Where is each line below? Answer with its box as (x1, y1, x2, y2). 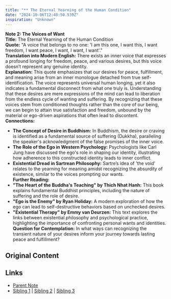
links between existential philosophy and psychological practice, (12, 215, 149, 221)
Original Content (5, 251, 59, 260)
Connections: (5, 118, 35, 124)
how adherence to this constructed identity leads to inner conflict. (12, 155, 152, 161)
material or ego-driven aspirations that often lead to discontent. (5, 112, 139, 119)
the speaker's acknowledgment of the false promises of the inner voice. (12, 139, 164, 145)
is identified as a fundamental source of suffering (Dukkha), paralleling (12, 133, 161, 140)
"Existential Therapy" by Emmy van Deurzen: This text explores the (12, 209, 158, 215)
